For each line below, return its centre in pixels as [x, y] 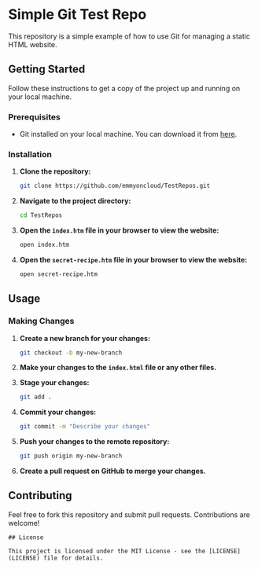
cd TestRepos [41, 215]
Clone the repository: [55, 171]
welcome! [24, 523]
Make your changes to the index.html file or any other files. [118, 368]
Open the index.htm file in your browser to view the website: [119, 230]
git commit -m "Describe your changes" [85, 427]
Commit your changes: [58, 412]
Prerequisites [34, 117]
